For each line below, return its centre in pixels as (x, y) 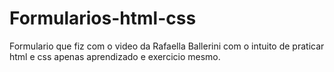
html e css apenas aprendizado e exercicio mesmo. (115, 56)
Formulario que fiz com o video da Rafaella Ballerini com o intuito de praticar (167, 46)
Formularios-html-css (103, 18)
